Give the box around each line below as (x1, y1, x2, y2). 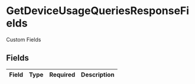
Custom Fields (6, 36, 41, 43)
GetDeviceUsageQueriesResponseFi (6, 4, 190, 18)
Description (80, 70, 115, 79)
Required (49, 70, 76, 79)
